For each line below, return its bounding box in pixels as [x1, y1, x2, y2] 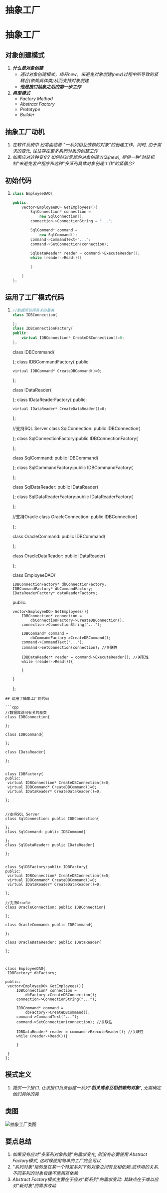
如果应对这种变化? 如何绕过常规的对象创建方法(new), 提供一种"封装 [12, 154, 151, 160]
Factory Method [19, 96, 53, 102]
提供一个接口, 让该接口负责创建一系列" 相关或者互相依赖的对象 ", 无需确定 [12, 1084, 161, 1090]
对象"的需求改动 [23, 1182, 56, 1189]
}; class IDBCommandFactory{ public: [12, 358, 90, 364]
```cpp [5, 704, 19, 710]
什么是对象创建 [12, 65, 43, 71]
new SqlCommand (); [39, 232, 78, 237]
